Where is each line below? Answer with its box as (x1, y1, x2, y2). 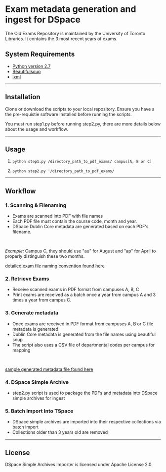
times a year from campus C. (12, 297, 72, 303)
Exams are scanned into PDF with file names (12, 213, 103, 219)
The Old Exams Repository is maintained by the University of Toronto (5, 30, 146, 36)
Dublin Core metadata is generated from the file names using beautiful (12, 331, 156, 337)
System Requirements (5, 50, 75, 59)
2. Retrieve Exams (5, 275, 49, 282)
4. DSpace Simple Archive (5, 378, 69, 385)
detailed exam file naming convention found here (5, 263, 105, 269)
